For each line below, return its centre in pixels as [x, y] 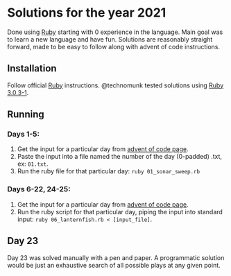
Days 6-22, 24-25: [39, 189]
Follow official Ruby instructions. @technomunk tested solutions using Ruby [115, 85]
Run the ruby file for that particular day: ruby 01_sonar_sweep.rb [108, 171]
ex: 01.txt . [33, 164]
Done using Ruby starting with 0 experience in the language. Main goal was [115, 32]
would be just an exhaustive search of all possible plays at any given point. [114, 265]
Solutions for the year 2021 [87, 13]
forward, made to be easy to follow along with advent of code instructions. [114, 46]
